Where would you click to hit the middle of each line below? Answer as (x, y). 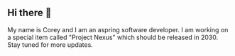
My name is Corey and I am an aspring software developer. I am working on (118, 29)
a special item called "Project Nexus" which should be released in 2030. (113, 37)
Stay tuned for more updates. (50, 44)
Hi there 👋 (29, 13)
